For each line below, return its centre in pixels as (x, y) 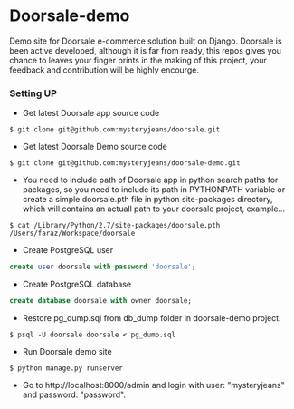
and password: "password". (74, 394)
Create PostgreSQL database (77, 284)
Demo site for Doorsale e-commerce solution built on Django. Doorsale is (146, 41)
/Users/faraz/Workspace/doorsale (72, 234)
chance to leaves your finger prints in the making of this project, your (138, 60)
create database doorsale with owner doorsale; (101, 301)
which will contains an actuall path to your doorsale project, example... (154, 209)
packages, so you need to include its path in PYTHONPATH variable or (154, 190)
